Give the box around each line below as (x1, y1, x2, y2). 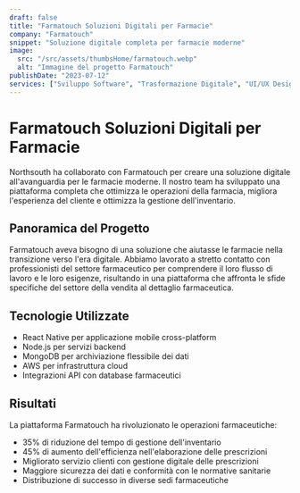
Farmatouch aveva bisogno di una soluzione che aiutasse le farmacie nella (9, 245, 283, 255)
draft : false (9, 13, 58, 22)
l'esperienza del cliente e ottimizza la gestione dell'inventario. (9, 195, 237, 205)
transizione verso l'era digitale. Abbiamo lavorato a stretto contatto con (9, 254, 271, 264)
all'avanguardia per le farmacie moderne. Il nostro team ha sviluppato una (9, 176, 281, 187)
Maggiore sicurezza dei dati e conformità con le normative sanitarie (21, 465, 271, 476)
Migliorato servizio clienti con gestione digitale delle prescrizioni (21, 456, 259, 466)
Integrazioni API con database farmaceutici (21, 370, 181, 380)
